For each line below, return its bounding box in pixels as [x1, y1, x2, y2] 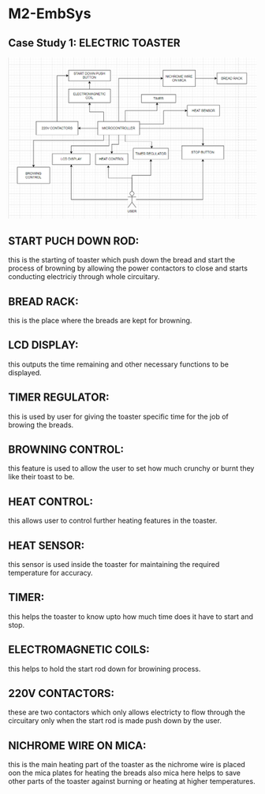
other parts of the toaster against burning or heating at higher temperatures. [8, 777, 256, 786]
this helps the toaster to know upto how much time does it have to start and [8, 612, 254, 621]
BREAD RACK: [8, 295, 79, 308]
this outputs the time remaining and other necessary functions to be [8, 360, 229, 369]
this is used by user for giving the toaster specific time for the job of [8, 412, 229, 421]
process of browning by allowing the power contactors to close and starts [8, 263, 248, 273]
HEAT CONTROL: [8, 494, 93, 509]
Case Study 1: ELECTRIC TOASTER [8, 36, 181, 50]
